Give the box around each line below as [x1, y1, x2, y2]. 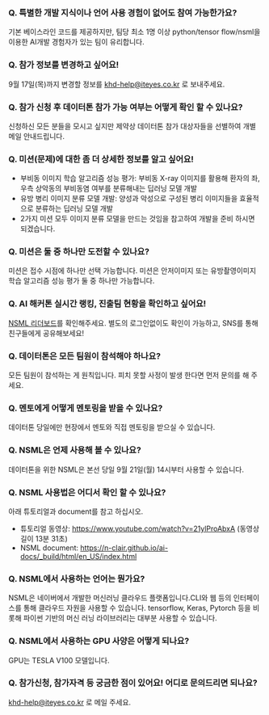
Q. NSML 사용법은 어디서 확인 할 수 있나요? [8, 486, 166, 498]
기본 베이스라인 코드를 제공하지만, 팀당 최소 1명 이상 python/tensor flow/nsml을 [8, 27, 261, 37]
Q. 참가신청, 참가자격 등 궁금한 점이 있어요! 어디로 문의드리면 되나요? [8, 677, 258, 688]
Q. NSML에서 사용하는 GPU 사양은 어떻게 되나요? [8, 636, 190, 647]
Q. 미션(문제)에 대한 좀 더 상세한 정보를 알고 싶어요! [8, 154, 194, 165]
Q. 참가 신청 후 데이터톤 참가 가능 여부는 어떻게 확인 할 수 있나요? [8, 101, 243, 112]
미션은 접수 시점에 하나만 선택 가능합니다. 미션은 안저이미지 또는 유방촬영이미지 [8, 266, 257, 275]
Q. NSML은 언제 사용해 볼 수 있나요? [8, 444, 141, 456]
